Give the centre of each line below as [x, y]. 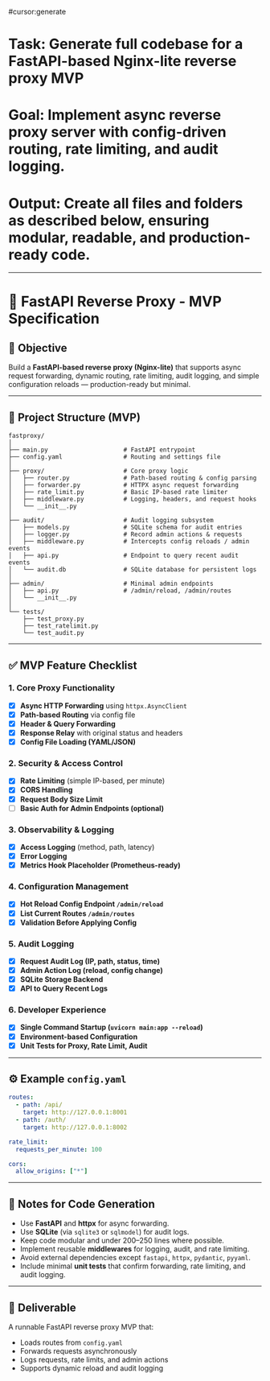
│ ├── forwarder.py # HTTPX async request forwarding [124, 485]
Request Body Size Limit [61, 799]
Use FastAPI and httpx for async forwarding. [94, 1223]
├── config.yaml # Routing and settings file [115, 457]
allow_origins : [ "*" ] [52, 1171]
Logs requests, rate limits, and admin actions [94, 1359]
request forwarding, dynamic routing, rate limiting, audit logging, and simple [134, 376]
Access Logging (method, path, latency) [87, 847]
